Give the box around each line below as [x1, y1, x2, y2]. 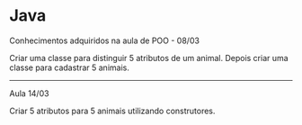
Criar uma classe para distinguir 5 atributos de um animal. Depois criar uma [9, 52, 289, 63]
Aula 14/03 [9, 87, 49, 99]
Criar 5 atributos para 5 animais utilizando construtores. [9, 105, 216, 116]
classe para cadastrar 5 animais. [9, 62, 130, 73]
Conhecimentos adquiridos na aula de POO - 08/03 [9, 35, 200, 46]
